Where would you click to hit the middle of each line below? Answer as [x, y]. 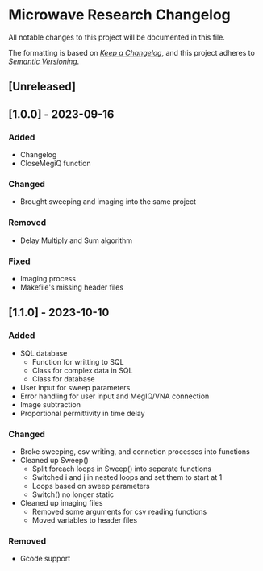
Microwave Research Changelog [120, 15]
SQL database [44, 353]
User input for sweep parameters [75, 387]
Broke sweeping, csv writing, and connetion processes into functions [135, 451]
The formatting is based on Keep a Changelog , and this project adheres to [132, 52]
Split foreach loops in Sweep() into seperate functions [122, 469]
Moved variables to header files [85, 520]
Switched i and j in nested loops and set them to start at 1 [127, 477]
